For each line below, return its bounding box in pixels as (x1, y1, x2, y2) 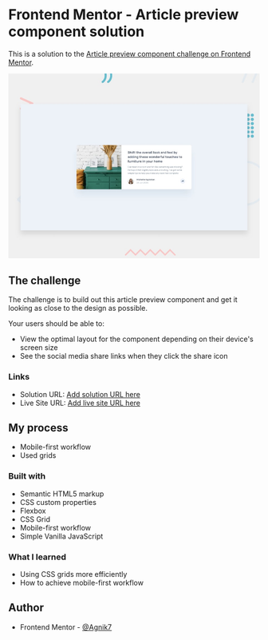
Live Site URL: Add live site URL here (19, 398, 141, 407)
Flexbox (19, 506, 46, 515)
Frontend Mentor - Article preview (8, 6, 239, 24)
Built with (8, 471, 46, 482)
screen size (19, 343, 58, 352)
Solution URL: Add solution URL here (19, 389, 141, 399)
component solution (8, 22, 145, 41)
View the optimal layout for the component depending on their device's (19, 334, 254, 344)
